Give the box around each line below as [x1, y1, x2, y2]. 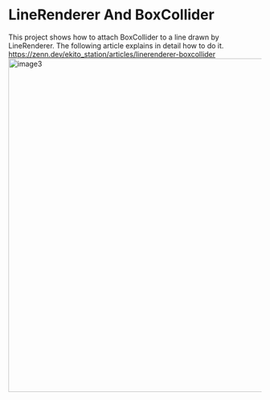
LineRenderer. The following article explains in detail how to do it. [8, 40, 224, 50]
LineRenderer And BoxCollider [8, 6, 215, 24]
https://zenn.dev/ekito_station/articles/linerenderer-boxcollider [8, 49, 216, 59]
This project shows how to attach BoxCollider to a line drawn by [8, 32, 219, 42]
